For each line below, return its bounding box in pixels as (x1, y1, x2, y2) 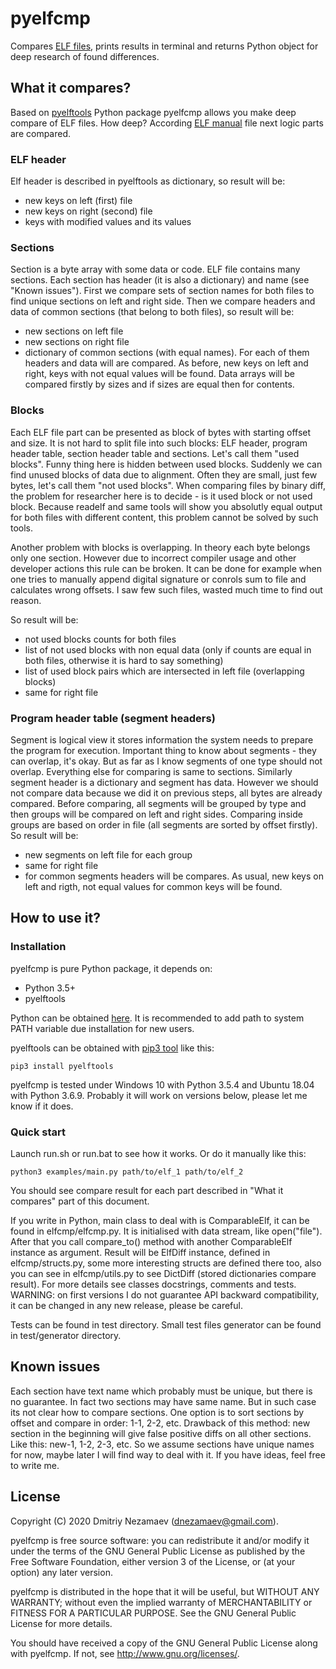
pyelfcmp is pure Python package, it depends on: (10, 962, 213, 974)
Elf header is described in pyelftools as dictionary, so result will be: (10, 175, 286, 187)
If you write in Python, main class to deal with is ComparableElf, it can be (10, 1214, 310, 1226)
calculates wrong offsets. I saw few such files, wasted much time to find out (10, 583, 323, 596)
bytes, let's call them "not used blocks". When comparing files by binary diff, (10, 479, 326, 491)
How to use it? (10, 910, 101, 927)
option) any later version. (10, 1566, 113, 1578)
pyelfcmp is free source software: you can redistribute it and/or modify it (10, 1534, 310, 1546)
